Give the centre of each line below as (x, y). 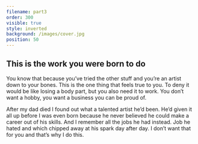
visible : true (24, 23)
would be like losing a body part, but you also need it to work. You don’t (95, 91)
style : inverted (26, 28)
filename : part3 (26, 12)
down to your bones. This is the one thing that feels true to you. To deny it (98, 85)
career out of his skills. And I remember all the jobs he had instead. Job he (98, 122)
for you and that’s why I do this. (45, 134)
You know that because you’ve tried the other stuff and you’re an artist (94, 78)
